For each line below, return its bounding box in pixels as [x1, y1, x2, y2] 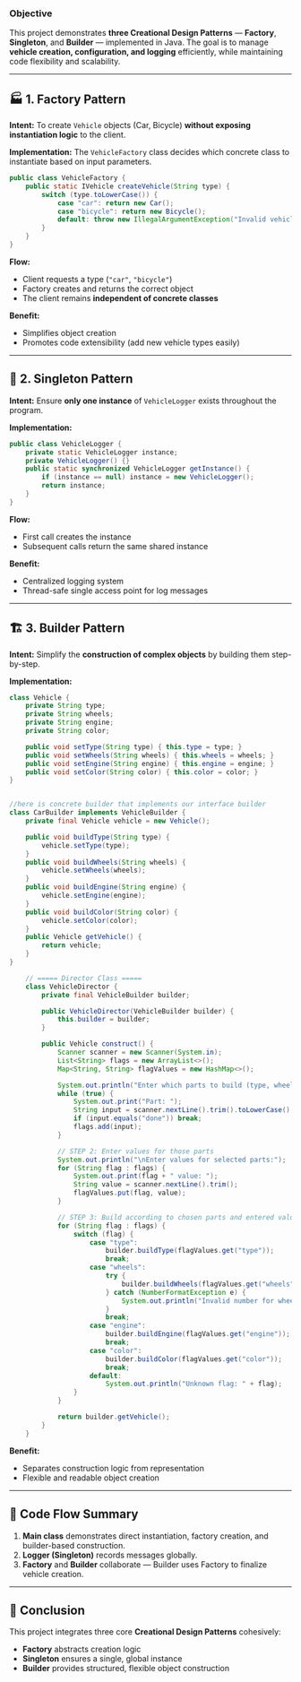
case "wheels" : [89, 1263, 146, 1272]
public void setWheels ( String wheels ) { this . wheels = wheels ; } [25, 751, 275, 760]
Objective [9, 7, 53, 20]
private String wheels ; [25, 710, 115, 719]
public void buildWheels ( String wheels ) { [25, 858, 186, 867]
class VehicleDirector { [25, 982, 118, 991]
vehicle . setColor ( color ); [41, 916, 139, 925]
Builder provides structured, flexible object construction [21, 1663, 230, 1674]
